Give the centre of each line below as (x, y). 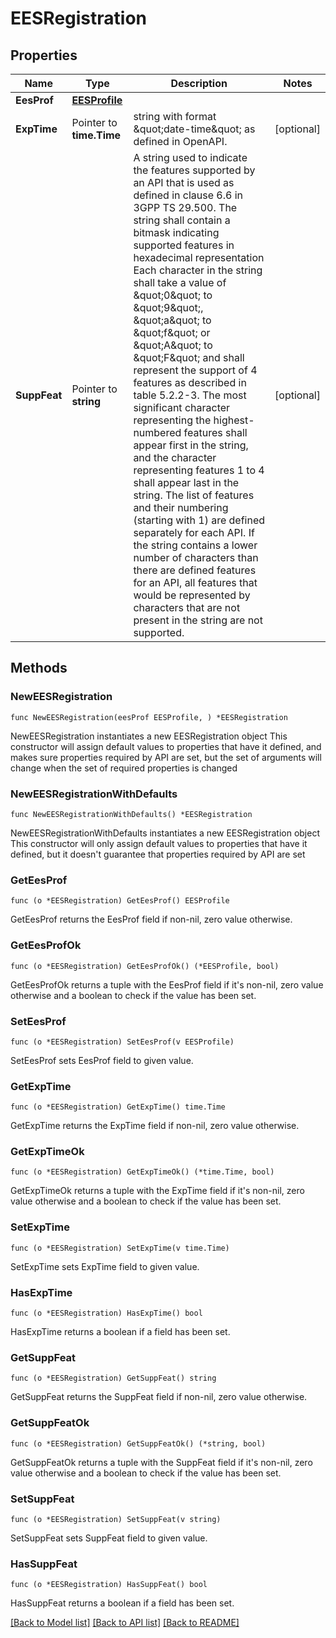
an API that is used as (184, 182)
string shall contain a (182, 220)
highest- (234, 420)
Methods (39, 668)
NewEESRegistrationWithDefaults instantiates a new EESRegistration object (165, 833)
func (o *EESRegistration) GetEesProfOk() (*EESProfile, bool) (145, 966)
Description (199, 83)
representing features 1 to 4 (199, 470)
